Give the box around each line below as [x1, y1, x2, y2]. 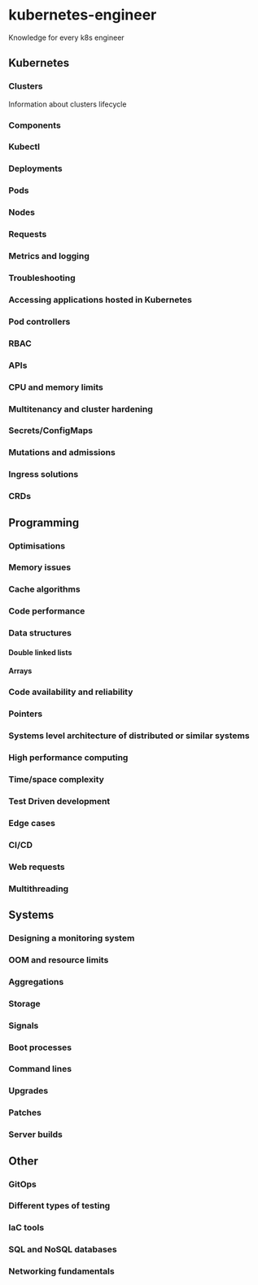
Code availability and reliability [8, 686, 133, 697]
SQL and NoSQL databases [8, 1243, 117, 1255]
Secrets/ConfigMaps [8, 425, 94, 436]
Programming [8, 515, 80, 530]
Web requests [8, 861, 65, 872]
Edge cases [8, 817, 55, 828]
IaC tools [8, 1222, 45, 1234]
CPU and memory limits [8, 381, 103, 392]
